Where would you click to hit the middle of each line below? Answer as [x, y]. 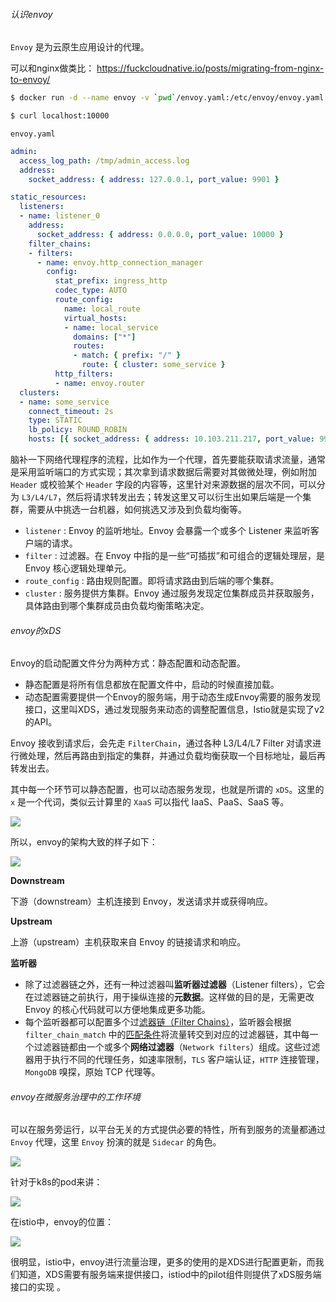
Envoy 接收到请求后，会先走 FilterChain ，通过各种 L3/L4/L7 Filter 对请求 [161, 743]
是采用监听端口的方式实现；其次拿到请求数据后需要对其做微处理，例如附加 [163, 472]
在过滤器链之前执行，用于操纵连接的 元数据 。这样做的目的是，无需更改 [169, 997]
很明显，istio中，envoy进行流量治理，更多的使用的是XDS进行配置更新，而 [163, 1262]
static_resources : [48, 197]
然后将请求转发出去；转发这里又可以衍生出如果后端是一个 [184, 497]
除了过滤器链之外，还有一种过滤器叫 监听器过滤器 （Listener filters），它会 [175, 985]
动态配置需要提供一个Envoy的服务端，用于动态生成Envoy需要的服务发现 [172, 697]
